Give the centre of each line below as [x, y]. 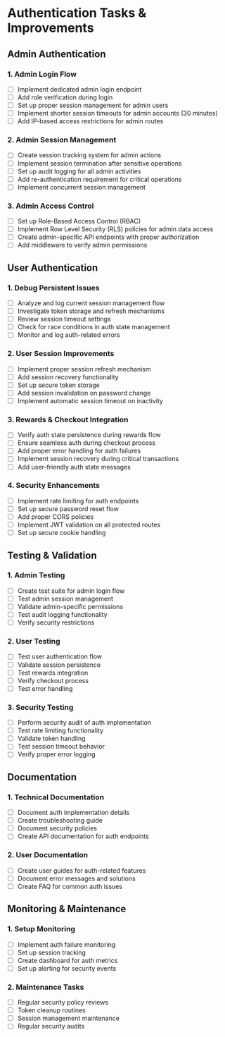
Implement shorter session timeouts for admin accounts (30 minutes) [117, 113]
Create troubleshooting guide [60, 821]
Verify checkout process [53, 680]
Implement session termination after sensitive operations [99, 163]
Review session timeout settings [64, 319]
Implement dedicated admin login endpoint [79, 89]
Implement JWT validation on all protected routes [89, 525]
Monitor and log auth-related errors [69, 335]
